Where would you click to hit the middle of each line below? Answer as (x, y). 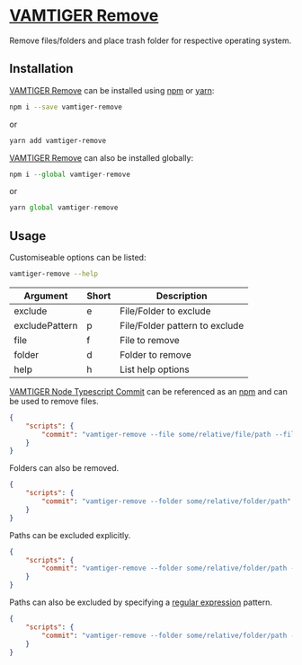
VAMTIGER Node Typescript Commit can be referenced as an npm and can (148, 391)
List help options (155, 369)
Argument (46, 296)
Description (182, 296)
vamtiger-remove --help (54, 274)
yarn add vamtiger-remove (58, 140)
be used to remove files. (54, 401)
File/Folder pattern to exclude (182, 325)
